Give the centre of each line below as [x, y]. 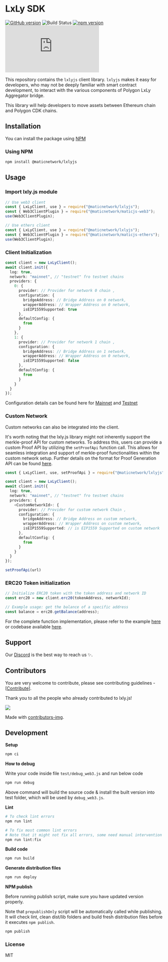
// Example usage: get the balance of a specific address [67, 607]
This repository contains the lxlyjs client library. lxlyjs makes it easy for [81, 79]
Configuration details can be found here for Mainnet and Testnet [71, 403]
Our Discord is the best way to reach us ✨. [49, 655]
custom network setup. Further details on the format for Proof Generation [81, 458]
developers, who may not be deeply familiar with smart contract [71, 85]
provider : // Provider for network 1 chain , [66, 342]
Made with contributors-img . [34, 717]
